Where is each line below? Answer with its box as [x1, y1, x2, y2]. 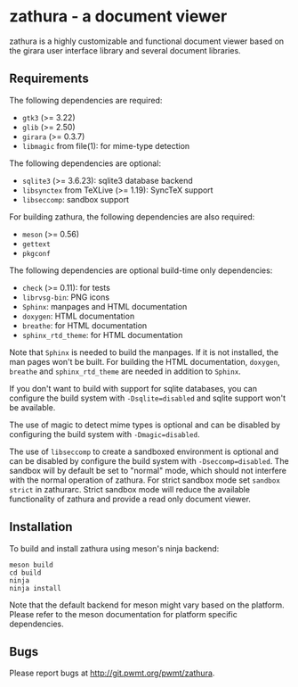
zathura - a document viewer [9, 6, 228, 27]
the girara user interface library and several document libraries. [9, 45, 242, 55]
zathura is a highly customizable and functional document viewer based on [9, 36, 285, 46]
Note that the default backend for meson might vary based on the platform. [9, 600, 285, 610]
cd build [9, 568, 42, 577]
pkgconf [21, 249, 51, 258]
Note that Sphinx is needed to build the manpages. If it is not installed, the [9, 346, 278, 358]
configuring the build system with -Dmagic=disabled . [9, 428, 200, 439]
